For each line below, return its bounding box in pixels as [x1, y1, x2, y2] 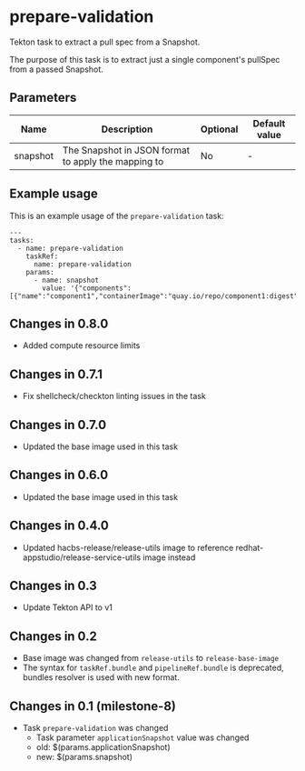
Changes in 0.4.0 [9, 518, 109, 534]
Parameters [9, 90, 77, 105]
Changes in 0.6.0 [9, 467, 109, 483]
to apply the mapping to [62, 155, 164, 167]
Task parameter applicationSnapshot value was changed [35, 732, 250, 743]
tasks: [9, 235, 34, 245]
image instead [143, 552, 196, 563]
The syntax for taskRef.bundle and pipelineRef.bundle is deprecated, [22, 662, 284, 674]
